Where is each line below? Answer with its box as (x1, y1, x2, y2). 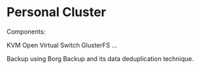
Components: (6, 27, 46, 36)
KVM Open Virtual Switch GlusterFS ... (6, 41, 117, 49)
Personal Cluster (6, 4, 107, 20)
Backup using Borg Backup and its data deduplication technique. (6, 54, 194, 63)
